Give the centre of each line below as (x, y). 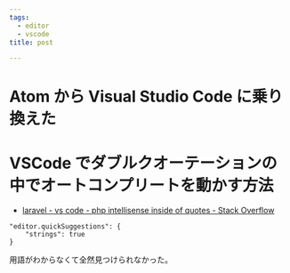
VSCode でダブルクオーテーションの (143, 163)
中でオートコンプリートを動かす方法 (141, 185)
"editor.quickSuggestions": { (65, 227)
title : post (31, 42)
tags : (19, 17)
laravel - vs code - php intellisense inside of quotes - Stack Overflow (148, 211)
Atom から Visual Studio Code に (131, 96)
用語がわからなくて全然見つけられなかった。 (91, 260)
